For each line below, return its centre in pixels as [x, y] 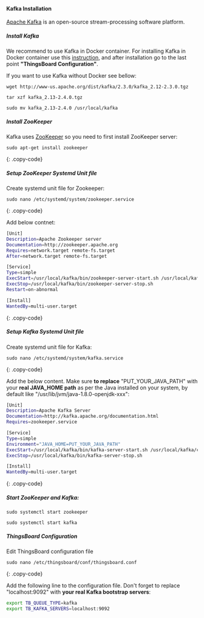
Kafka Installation [29, 8]
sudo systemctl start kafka [42, 523]
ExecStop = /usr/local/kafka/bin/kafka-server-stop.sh [74, 455]
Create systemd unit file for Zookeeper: [56, 189]
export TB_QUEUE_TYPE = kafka [42, 603]
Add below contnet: [31, 223]
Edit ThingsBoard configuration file [50, 551]
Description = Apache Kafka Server [49, 411]
